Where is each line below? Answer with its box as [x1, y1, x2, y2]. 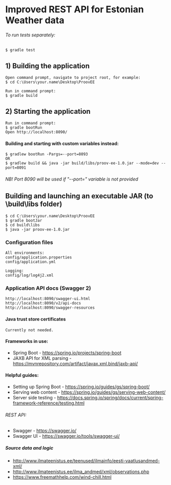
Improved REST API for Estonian [5, 4, 144, 15]
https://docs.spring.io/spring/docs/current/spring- [57, 395, 164, 401]
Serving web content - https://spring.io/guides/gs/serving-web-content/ [12, 389, 166, 395]
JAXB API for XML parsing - [12, 355, 72, 361]
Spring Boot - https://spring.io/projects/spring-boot [12, 350, 122, 356]
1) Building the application [5, 62, 90, 70]
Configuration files [5, 238, 53, 246]
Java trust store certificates [5, 316, 66, 322]
